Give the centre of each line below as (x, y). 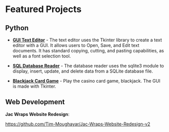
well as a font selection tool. (42, 56)
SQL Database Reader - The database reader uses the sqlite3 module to (88, 66)
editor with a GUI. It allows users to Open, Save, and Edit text (76, 45)
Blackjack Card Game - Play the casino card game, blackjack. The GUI (86, 81)
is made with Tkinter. (34, 86)
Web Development (35, 102)
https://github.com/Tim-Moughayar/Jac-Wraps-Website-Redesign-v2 (78, 124)
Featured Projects (44, 9)
